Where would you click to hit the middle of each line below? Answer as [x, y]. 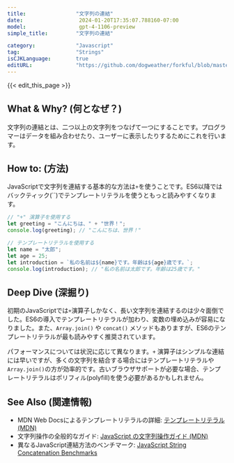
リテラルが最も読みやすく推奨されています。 [95, 337]
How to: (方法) [38, 168]
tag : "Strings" [56, 52]
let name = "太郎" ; [34, 249]
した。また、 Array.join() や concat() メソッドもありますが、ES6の [117, 328]
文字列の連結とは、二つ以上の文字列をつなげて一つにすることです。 [104, 127]
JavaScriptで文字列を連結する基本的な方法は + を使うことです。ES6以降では [115, 186]
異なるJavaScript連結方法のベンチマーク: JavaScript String [102, 445]
